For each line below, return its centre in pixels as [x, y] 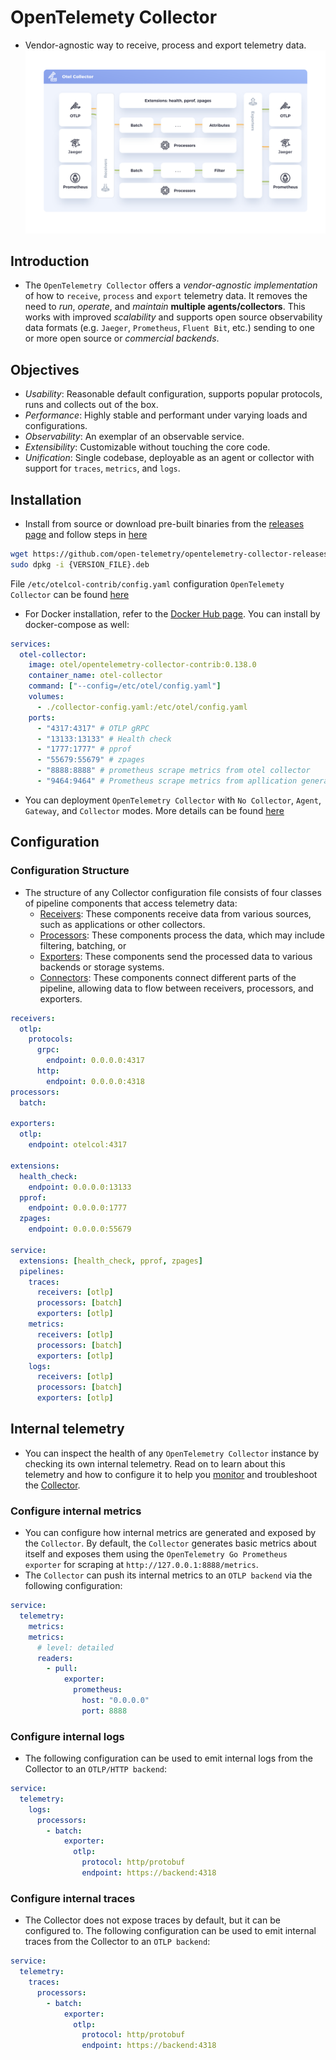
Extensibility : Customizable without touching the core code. [147, 447]
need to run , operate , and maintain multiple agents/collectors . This [165, 307]
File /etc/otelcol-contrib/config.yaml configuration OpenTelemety [147, 583]
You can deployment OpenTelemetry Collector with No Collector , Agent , [173, 800]
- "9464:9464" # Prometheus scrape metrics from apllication [167, 781]
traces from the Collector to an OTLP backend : [117, 1942]
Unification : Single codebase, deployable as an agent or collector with [169, 458]
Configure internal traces [73, 1898]
